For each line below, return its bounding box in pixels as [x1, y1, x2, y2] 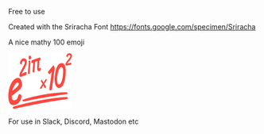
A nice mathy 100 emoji [8, 37, 85, 47]
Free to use [8, 7, 45, 16]
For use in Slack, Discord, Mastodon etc [8, 117, 139, 126]
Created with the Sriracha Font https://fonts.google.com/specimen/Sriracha [8, 22, 256, 31]
